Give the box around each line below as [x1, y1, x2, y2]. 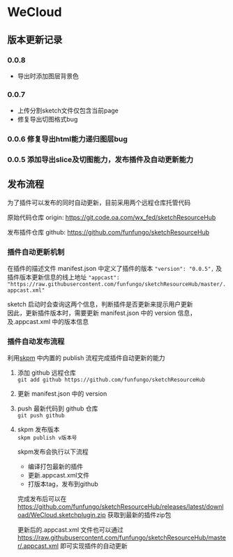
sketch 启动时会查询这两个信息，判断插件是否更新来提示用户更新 [7, 300, 193, 309]
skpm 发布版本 [17, 425, 60, 433]
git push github [17, 413, 65, 419]
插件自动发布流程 [7, 336, 65, 346]
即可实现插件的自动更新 [60, 542, 128, 550]
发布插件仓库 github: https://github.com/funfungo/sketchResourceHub [7, 228, 210, 236]
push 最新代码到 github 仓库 [17, 404, 98, 413]
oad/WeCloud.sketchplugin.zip [17, 511, 106, 519]
